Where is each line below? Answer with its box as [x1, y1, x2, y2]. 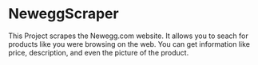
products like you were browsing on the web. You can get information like [8, 39, 250, 48]
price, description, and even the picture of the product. [8, 48, 189, 57]
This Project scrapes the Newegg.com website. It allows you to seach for [8, 31, 249, 40]
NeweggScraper [8, 5, 119, 23]
